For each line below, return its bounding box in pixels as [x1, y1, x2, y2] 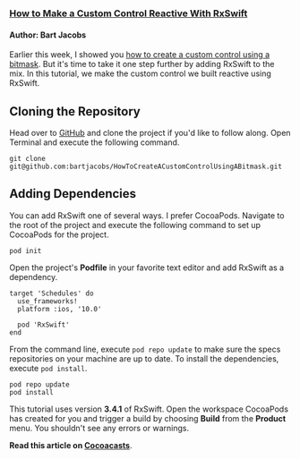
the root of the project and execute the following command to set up [9, 219, 261, 230]
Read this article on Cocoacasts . [9, 439, 133, 450]
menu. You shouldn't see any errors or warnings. [9, 422, 190, 433]
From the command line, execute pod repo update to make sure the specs [9, 344, 281, 354]
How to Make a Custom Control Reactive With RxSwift [9, 7, 248, 20]
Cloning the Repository [9, 104, 141, 119]
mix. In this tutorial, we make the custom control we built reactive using [9, 68, 271, 79]
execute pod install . [9, 362, 88, 373]
